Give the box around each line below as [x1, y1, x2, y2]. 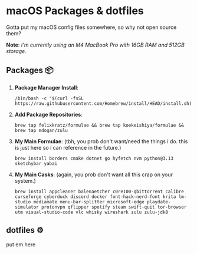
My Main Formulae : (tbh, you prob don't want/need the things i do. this [14, 137, 188, 145]
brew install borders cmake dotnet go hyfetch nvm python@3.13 [14, 155, 174, 161]
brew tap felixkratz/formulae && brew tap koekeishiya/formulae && [14, 122, 184, 128]
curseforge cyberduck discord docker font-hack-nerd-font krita [14, 193, 176, 200]
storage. [6, 47, 27, 54]
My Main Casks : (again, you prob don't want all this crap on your [14, 171, 173, 178]
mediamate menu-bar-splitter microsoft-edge [33, 199, 145, 204]
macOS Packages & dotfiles [6, 4, 145, 18]
